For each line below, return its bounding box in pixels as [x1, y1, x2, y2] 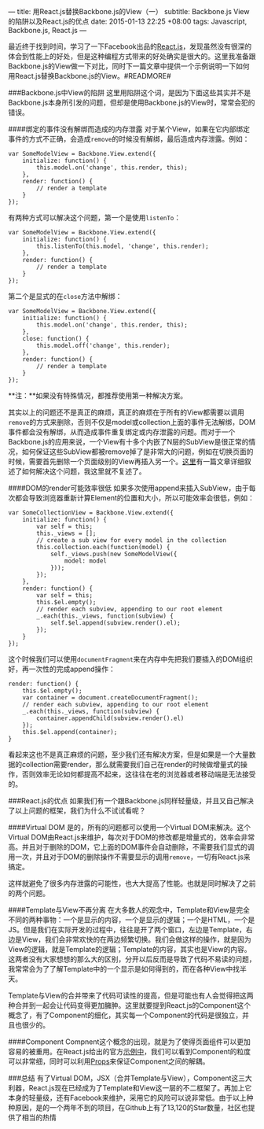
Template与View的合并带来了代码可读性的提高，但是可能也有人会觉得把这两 [8, 991, 254, 1000]
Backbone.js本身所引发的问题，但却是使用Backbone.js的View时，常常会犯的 [8, 98, 255, 107]
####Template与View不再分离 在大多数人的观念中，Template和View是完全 [8, 906, 250, 914]
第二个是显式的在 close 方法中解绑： [8, 292, 123, 301]
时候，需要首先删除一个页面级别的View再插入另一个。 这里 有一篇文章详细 [8, 457, 245, 466]
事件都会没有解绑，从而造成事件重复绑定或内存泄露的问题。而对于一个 [8, 427, 236, 437]
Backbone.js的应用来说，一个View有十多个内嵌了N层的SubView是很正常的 [8, 437, 249, 446]
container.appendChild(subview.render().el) [36, 714, 185, 722]
